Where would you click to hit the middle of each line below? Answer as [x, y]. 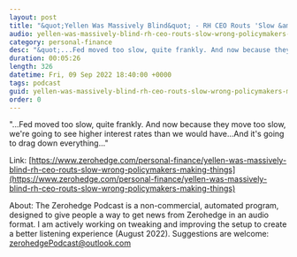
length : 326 [31, 67]
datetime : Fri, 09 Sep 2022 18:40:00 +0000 [91, 75]
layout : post [33, 17]
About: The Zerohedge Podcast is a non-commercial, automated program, [144, 206]
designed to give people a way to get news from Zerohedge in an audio [139, 215]
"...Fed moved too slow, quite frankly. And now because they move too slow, [148, 125]
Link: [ [21, 161]
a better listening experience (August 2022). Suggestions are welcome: [139, 234]
